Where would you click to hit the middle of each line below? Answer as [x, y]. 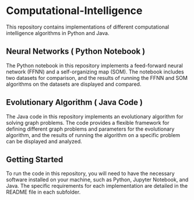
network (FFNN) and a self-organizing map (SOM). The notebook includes [95, 72]
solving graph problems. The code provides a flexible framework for [88, 122]
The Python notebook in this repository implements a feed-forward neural [95, 65]
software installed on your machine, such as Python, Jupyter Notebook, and [97, 180]
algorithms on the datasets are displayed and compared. [74, 84]
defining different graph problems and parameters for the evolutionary [90, 129]
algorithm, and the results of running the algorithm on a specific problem [93, 135]
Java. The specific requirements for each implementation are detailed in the [97, 186]
